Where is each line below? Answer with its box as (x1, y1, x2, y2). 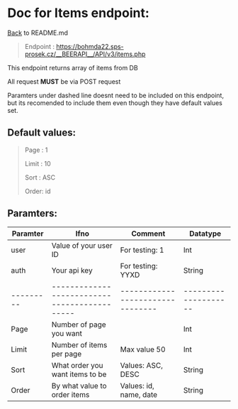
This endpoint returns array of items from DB (7, 63, 138, 72)
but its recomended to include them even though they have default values (7, 98, 223, 107)
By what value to (51, 381, 108, 391)
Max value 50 (120, 344, 166, 354)
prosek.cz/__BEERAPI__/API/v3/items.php (24, 50, 146, 58)
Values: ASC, (120, 360, 163, 370)
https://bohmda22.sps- (56, 42, 124, 50)
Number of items (51, 339, 108, 349)
